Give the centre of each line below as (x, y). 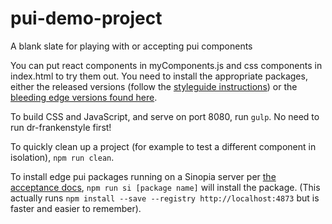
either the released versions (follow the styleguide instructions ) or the (154, 86)
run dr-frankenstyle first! (61, 127)
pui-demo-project (86, 18)
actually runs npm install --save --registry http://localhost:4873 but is (165, 198)
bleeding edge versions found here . (84, 97)
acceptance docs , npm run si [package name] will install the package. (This (165, 187)
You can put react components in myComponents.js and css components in (166, 65)
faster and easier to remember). (76, 208)
